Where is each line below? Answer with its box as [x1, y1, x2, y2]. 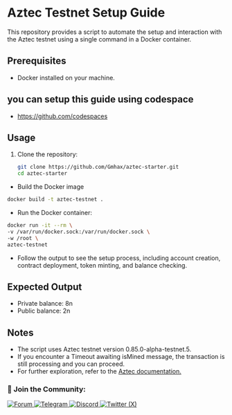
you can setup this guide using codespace [7, 93, 194, 105]
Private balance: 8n [17, 299, 73, 308]
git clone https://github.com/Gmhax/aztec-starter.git [17, 164, 179, 171]
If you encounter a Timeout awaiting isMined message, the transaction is [17, 353, 225, 361]
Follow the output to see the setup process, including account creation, [17, 254, 221, 262]
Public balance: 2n [17, 306, 71, 315]
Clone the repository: [17, 150, 78, 158]
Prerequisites [7, 55, 66, 67]
